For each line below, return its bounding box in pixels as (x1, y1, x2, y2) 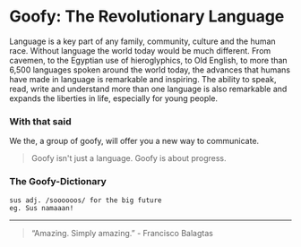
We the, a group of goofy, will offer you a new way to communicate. (9, 136, 260, 147)
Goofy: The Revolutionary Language (9, 6, 285, 27)
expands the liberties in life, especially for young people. (9, 92, 218, 104)
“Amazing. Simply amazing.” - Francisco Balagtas (30, 227, 213, 238)
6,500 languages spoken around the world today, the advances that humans (9, 64, 291, 75)
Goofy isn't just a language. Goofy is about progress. (30, 153, 227, 164)
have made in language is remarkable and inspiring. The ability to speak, (9, 73, 277, 84)
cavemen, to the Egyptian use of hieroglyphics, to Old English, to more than (9, 55, 288, 65)
